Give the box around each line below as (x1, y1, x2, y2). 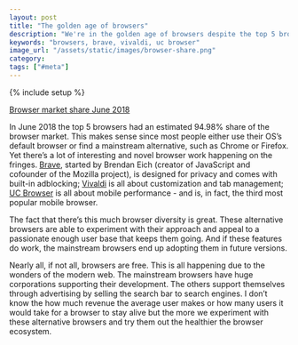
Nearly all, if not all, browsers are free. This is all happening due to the (9, 260, 266, 270)
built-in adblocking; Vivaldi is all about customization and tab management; (9, 178, 284, 189)
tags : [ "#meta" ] (9, 63, 69, 72)
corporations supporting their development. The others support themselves (9, 278, 286, 289)
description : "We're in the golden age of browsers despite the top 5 (9, 29, 276, 38)
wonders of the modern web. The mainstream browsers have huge (9, 269, 254, 280)
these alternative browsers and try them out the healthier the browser (9, 317, 263, 327)
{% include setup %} (9, 86, 86, 98)
